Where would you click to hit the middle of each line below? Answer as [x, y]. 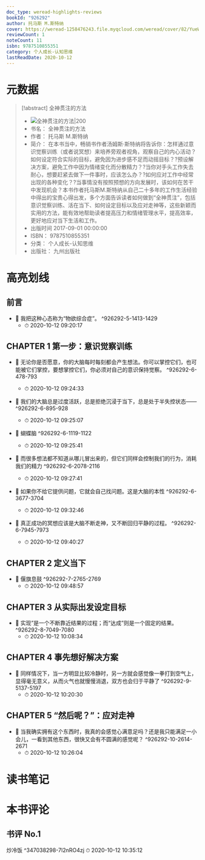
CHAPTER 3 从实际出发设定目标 [66, 607]
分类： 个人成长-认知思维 [62, 243]
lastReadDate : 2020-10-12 [39, 58]
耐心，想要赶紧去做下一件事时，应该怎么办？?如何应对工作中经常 [112, 174]
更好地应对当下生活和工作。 [65, 220]
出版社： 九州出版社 [55, 251]
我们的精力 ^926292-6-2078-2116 [58, 466]
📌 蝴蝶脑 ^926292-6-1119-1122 [53, 433]
